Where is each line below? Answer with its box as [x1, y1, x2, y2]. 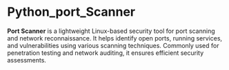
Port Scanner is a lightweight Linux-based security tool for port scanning [7, 27, 215, 35]
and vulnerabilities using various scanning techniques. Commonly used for [7, 41, 219, 49]
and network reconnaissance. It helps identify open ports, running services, [7, 34, 223, 42]
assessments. [7, 56, 47, 64]
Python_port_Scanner [7, 4, 136, 20]
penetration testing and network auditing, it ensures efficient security [7, 49, 204, 57]
